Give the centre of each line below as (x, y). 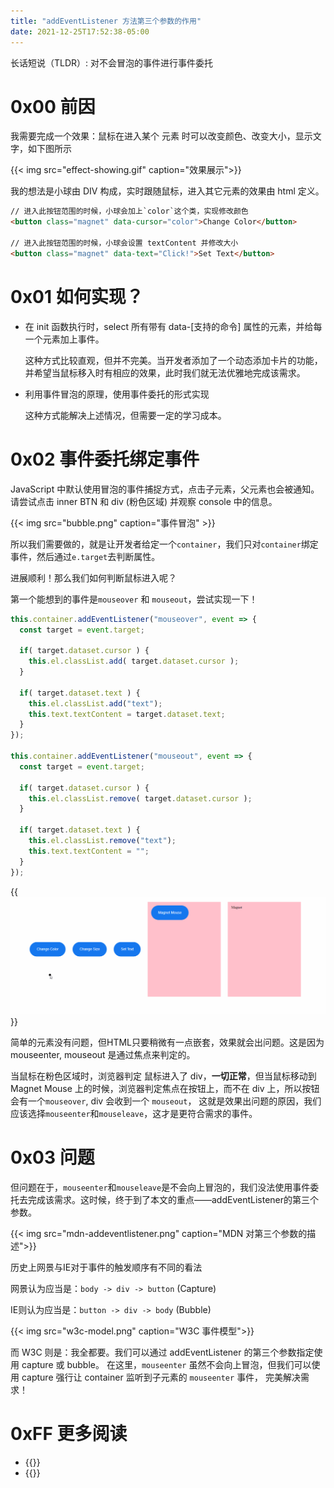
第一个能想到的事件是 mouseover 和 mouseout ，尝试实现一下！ (134, 599)
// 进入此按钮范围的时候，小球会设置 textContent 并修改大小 (124, 243)
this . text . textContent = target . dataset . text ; (127, 714)
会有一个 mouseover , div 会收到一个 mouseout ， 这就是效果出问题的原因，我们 (166, 1101)
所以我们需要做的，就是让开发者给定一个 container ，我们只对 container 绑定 (164, 544)
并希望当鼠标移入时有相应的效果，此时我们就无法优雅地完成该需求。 (165, 372)
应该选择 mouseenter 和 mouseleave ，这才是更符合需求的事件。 (134, 1114)
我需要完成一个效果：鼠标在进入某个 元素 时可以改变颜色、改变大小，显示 (161, 136)
